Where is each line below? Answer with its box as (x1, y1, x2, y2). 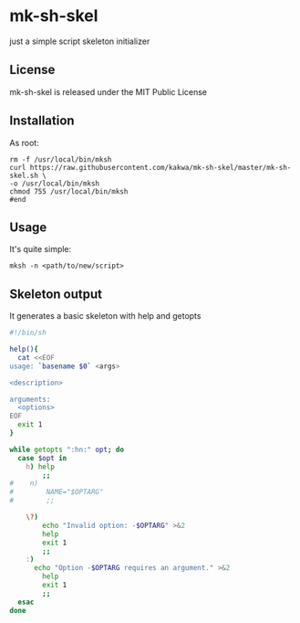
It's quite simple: (9, 244, 72, 255)
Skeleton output (9, 286, 103, 301)
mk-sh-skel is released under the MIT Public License (9, 86, 208, 97)
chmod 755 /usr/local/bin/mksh (9, 186, 129, 196)
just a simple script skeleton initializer (9, 36, 150, 47)
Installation (9, 113, 75, 129)
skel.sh (9, 171, 39, 180)
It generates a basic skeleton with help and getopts (9, 311, 202, 322)
